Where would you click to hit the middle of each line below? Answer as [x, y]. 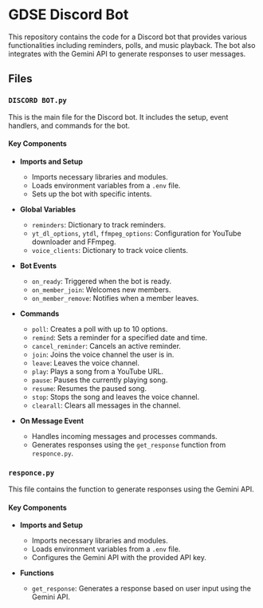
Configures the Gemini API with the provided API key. [119, 558]
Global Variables [48, 209]
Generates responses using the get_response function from [129, 444]
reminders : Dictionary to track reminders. [98, 224]
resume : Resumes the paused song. [89, 388]
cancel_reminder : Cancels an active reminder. [106, 345]
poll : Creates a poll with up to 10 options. [100, 329]
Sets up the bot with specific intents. [92, 194]
